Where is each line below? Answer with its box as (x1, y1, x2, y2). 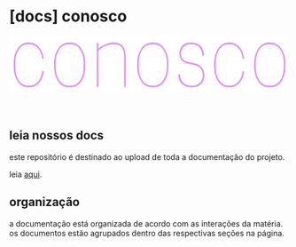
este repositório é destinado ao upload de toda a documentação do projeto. (9, 151, 285, 162)
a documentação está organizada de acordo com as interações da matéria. (9, 218, 284, 228)
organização (9, 195, 80, 210)
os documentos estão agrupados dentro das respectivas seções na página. (9, 227, 285, 238)
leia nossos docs (9, 128, 105, 143)
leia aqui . (9, 169, 43, 179)
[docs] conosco (9, 6, 128, 27)
